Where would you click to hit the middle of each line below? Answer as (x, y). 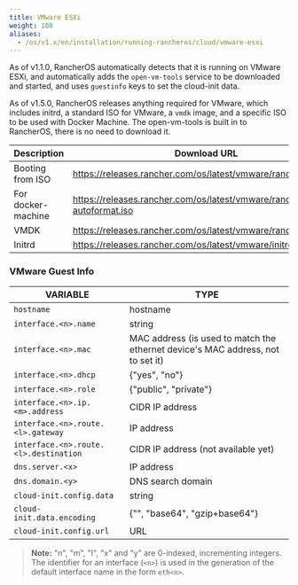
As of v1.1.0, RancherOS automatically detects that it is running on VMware (145, 67)
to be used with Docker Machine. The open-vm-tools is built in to (128, 122)
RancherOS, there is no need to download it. (90, 132)
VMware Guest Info (52, 271)
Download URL (206, 153)
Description (39, 153)
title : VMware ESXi (45, 17)
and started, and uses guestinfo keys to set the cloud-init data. (125, 86)
